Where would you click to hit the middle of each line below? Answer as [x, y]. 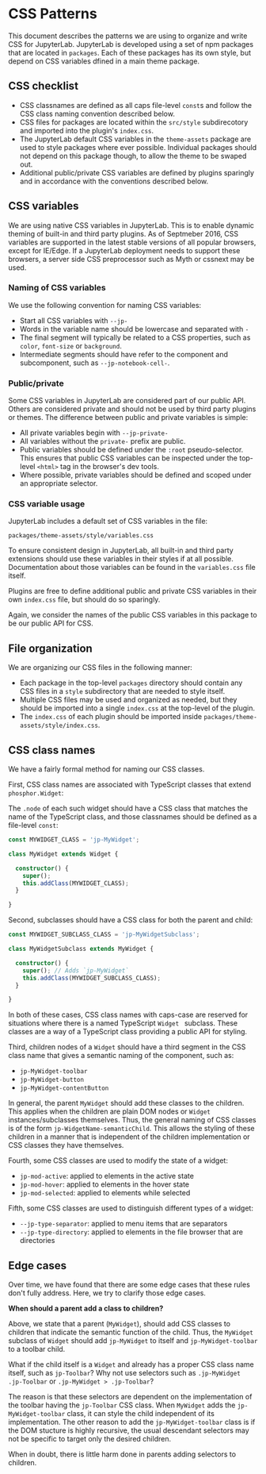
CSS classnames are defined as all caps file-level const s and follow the [135, 105]
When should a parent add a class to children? [86, 1309]
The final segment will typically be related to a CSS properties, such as [135, 337]
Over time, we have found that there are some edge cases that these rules [129, 1285]
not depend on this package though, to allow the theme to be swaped [133, 156]
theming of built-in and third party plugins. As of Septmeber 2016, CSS [123, 233]
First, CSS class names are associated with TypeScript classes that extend [130, 785]
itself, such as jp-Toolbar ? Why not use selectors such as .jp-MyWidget [125, 1373]
